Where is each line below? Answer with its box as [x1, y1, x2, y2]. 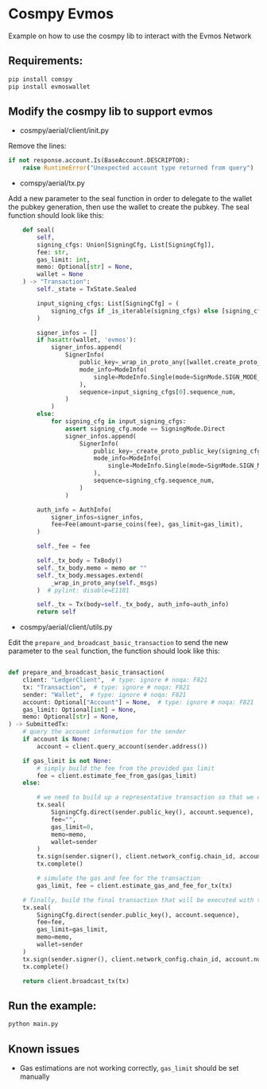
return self [37, 608, 77, 616]
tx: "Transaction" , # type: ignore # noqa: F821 [22, 683, 191, 691]
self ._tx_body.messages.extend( [37, 571, 145, 579]
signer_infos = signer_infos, [50, 513, 145, 521]
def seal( [22, 226, 56, 235]
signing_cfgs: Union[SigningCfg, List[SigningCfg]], [37, 240, 215, 249]
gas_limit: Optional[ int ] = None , [22, 706, 137, 714]
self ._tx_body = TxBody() [37, 557, 123, 565]
